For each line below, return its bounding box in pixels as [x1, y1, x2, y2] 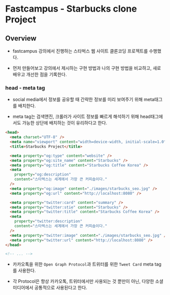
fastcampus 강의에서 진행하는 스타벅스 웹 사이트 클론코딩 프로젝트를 [12, 48, 148, 54]
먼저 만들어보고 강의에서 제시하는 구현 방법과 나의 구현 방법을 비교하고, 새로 [12, 65, 161, 71]
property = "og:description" [14, 172, 71, 177]
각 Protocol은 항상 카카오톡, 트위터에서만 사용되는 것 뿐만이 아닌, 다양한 [12, 278, 154, 284]
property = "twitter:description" [14, 219, 82, 224]
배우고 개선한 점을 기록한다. [12, 71, 67, 77]
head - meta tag [5, 84, 46, 91]
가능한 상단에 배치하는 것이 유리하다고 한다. [22, 120, 107, 126]
